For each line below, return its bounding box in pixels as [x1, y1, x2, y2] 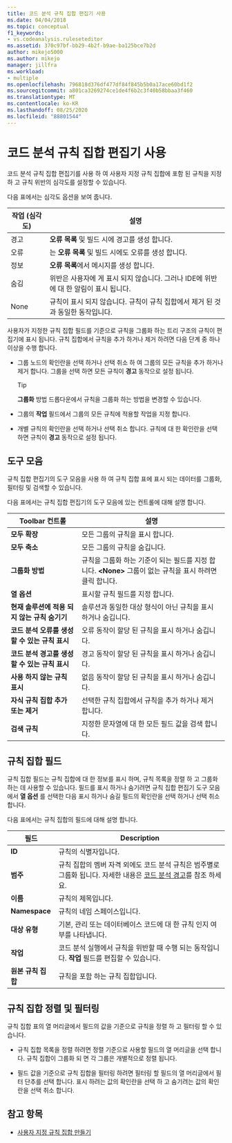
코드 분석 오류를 [10, 625, 59, 635]
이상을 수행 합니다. [7, 343, 57, 351]
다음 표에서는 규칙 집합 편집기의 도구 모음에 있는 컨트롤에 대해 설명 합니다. [7, 498, 206, 506]
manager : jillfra [7, 62, 57, 68]
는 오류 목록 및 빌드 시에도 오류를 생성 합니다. [49, 247, 188, 257]
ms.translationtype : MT [7, 94, 76, 101]
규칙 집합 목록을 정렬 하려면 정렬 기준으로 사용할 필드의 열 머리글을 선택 [17, 1045, 209, 1054]
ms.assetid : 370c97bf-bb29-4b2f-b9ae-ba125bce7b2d [7, 42, 156, 49]
